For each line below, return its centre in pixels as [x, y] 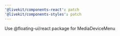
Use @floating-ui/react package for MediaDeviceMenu [60, 28]
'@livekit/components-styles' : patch [43, 14]
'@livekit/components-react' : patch [42, 10]
